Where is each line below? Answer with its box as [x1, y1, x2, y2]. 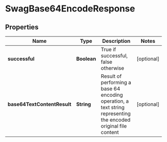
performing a [101, 79, 132, 86]
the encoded [101, 117, 131, 123]
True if [101, 46, 116, 53]
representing [101, 110, 131, 117]
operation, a [101, 98, 129, 105]
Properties [5, 23, 39, 31]
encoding [101, 92, 123, 98]
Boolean [76, 55, 96, 62]
